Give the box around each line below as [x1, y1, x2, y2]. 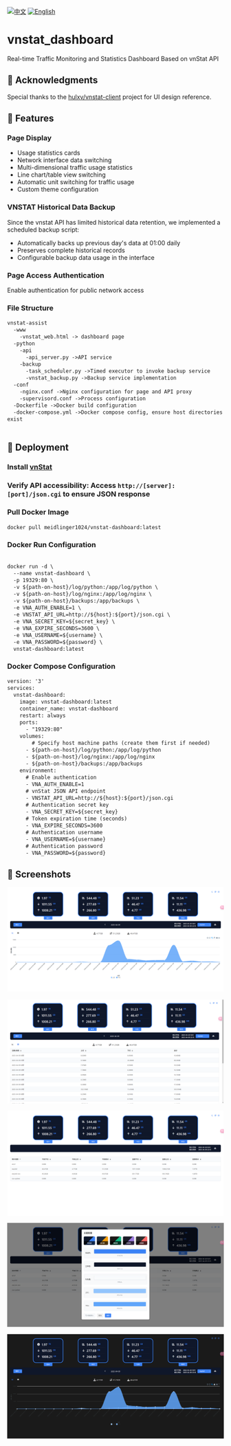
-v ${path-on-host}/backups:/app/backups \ [13, 598, 140, 605]
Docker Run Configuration [7, 540, 96, 549]
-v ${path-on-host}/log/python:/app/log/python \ [13, 584, 158, 591]
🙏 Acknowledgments [7, 74, 98, 86]
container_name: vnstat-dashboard [19, 705, 118, 713]
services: [7, 685, 36, 692]
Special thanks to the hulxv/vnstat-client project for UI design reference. [7, 93, 212, 101]
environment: [19, 767, 57, 775]
